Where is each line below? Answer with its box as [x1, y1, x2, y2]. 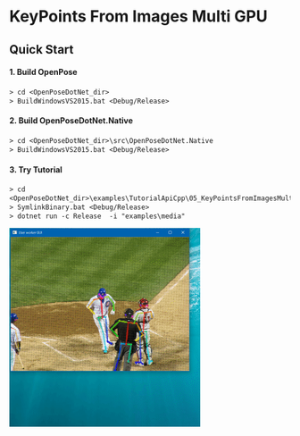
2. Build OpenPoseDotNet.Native [9, 115, 134, 126]
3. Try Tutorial [9, 163, 62, 175]
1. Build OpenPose [9, 67, 78, 78]
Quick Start [9, 42, 74, 57]
